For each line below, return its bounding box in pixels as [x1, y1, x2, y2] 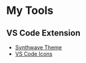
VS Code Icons [15, 50, 53, 58]
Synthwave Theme [15, 44, 62, 51]
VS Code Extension [6, 28, 81, 38]
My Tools [6, 4, 53, 18]
